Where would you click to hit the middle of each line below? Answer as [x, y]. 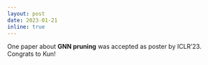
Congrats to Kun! [31, 54]
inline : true [26, 27]
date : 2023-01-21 [32, 20]
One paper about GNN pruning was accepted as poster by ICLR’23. [104, 47]
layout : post [26, 14]
